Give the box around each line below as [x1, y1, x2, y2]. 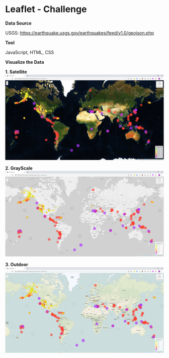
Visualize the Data [5, 59, 44, 65]
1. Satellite [5, 69, 27, 75]
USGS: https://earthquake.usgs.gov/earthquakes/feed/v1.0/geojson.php [5, 30, 154, 36]
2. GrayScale [5, 165, 33, 171]
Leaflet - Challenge [5, 4, 87, 15]
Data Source [5, 20, 32, 26]
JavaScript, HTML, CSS [5, 49, 54, 55]
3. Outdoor [5, 262, 29, 268]
